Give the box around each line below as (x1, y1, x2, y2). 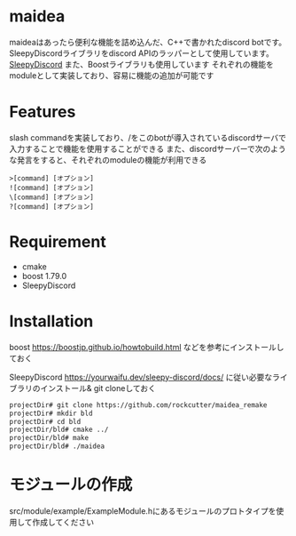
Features (9, 102, 76, 122)
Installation (9, 311, 94, 331)
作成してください (32, 516, 95, 527)
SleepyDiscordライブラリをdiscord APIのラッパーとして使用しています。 (9, 47, 275, 59)
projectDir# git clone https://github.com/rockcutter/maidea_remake (9, 400, 268, 410)
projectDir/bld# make (9, 434, 90, 443)
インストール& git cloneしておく (39, 382, 157, 393)
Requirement (9, 232, 106, 252)
